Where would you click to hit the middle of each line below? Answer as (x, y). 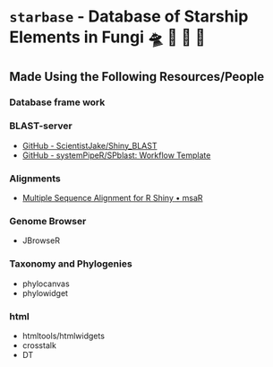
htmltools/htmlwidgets (64, 336)
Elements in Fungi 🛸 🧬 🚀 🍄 (107, 37)
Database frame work (57, 102)
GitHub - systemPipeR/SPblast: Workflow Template (116, 155)
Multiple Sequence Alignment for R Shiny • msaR (112, 198)
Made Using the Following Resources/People (137, 77)
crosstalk (39, 345)
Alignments (35, 179)
